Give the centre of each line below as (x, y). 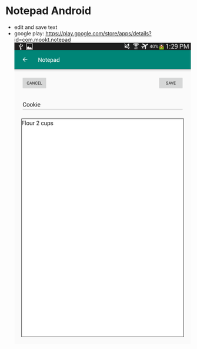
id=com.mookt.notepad (42, 39)
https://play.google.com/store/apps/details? (98, 33)
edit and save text (36, 27)
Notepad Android (49, 11)
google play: (29, 33)
